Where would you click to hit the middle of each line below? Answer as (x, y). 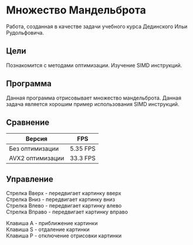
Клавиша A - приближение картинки (52, 223)
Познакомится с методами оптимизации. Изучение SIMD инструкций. (94, 65)
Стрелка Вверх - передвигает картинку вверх (64, 193)
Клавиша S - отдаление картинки (48, 230)
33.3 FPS (82, 158)
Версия (37, 139)
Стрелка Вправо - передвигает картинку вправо (67, 212)
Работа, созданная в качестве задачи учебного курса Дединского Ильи (97, 26)
